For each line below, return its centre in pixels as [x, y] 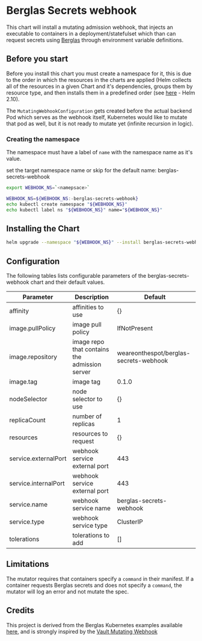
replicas [83, 424]
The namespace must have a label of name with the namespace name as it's [99, 152]
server [81, 372]
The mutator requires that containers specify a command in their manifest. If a [100, 578]
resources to [90, 434]
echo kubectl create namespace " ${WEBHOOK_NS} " [67, 204]
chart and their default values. [68, 282]
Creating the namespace [43, 139]
